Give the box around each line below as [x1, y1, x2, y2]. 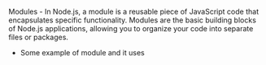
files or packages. [8, 32, 69, 42]
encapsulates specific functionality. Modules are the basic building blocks [8, 15, 256, 25]
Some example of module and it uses [20, 48, 145, 57]
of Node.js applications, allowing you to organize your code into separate [8, 24, 254, 33]
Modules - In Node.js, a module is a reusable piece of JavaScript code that [8, 7, 259, 16]
